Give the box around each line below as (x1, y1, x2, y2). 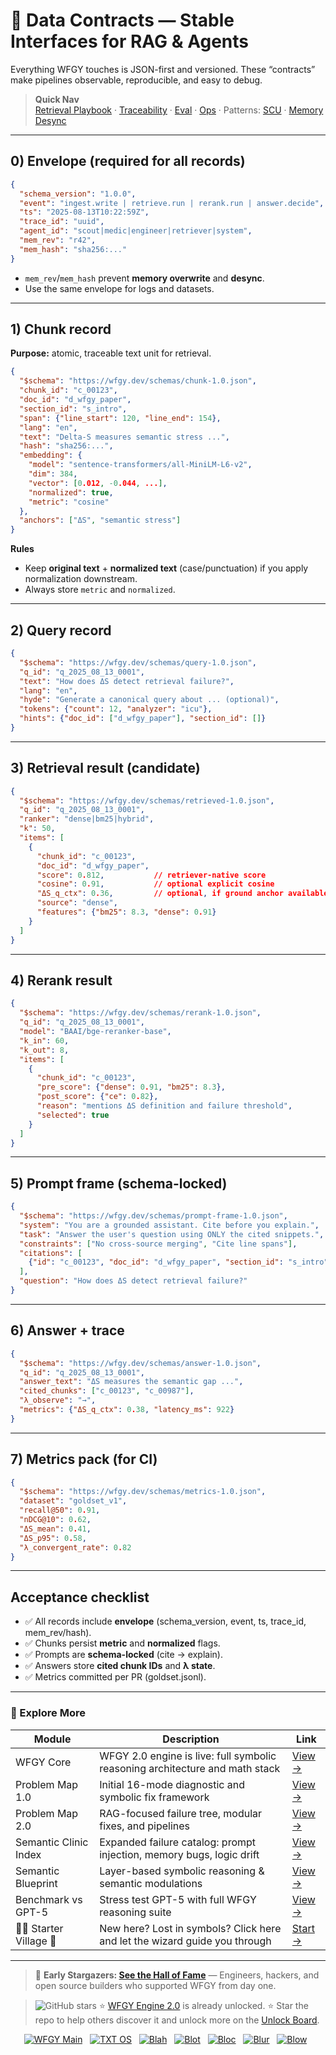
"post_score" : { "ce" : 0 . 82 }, (36, 1092, 159, 1102)
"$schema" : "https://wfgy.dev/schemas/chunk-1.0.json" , (19, 376, 257, 386)
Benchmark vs (15, 1892, 83, 1906)
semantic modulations (99, 1876, 203, 1890)
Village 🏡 (15, 1934, 57, 1948)
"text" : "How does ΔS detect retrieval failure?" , (19, 676, 235, 686)
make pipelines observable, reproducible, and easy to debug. (10, 74, 263, 86)
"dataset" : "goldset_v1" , (19, 1496, 128, 1506)
